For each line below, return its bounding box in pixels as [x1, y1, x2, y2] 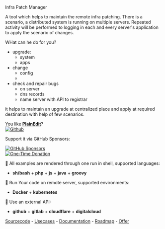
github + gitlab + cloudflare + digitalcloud [12, 209, 101, 214]
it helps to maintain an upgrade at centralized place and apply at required [5, 106, 155, 112]
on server [19, 86, 40, 91]
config [19, 70, 33, 76]
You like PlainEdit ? [5, 121, 44, 127]
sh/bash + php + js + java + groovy [12, 170, 87, 176]
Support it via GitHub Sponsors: [5, 136, 71, 142]
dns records [19, 91, 45, 97]
